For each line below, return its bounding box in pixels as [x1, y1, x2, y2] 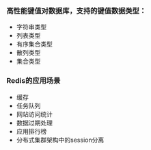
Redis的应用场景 [6, 76, 61, 86]
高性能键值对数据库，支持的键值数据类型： [6, 5, 147, 15]
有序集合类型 [16, 40, 53, 49]
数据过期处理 [16, 118, 53, 127]
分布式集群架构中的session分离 [16, 136, 105, 144]
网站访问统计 [16, 110, 53, 118]
